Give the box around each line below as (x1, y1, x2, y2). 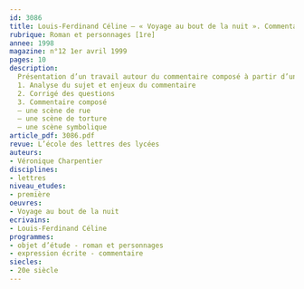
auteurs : (9, 148, 43, 157)
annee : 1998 (9, 38, 54, 48)
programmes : (9, 232, 54, 241)
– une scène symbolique (17, 123, 107, 132)
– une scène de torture (17, 114, 107, 123)
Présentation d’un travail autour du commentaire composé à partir (17, 72, 278, 82)
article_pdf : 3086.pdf (9, 131, 95, 140)
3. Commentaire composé (17, 97, 107, 107)
